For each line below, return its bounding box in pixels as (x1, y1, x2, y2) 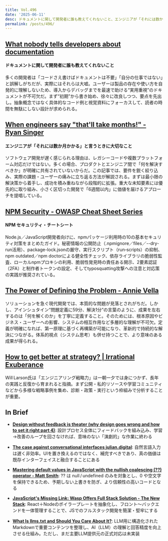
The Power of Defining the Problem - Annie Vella (5, 287, 159, 295)
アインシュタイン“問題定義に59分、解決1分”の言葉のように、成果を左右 (13, 307, 160, 313)
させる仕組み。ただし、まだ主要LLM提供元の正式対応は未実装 (12, 530, 140, 536)
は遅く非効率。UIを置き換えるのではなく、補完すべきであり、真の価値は (12, 450, 161, 456)
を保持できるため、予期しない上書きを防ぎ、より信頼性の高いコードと (12, 479, 157, 485)
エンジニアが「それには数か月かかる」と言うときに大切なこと (5, 143, 132, 149)
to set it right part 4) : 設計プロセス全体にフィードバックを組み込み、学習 (12, 427, 163, 433)
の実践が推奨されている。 (5, 272, 58, 278)
